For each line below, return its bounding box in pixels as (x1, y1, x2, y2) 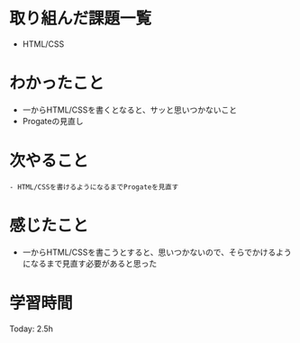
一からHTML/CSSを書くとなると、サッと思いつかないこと (22, 104, 238, 115)
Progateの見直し (22, 115, 84, 126)
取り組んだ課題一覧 (9, 8, 152, 29)
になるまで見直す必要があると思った (22, 257, 158, 268)
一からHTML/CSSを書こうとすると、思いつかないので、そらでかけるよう (22, 247, 293, 257)
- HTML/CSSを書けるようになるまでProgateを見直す (9, 182, 179, 192)
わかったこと (9, 73, 105, 94)
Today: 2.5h (9, 323, 54, 334)
